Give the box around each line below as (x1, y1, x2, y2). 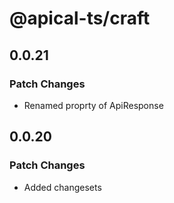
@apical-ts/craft (9, 7, 151, 30)
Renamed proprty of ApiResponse (23, 99, 164, 111)
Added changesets (23, 181, 102, 193)
